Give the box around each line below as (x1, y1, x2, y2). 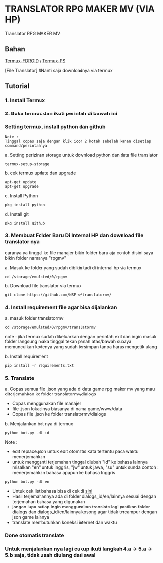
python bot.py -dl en (5, 479, 50, 484)
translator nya (5, 238, 40, 245)
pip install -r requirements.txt (5, 363, 74, 368)
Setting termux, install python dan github (5, 123, 106, 130)
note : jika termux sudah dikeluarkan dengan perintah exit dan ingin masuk (5, 333, 157, 339)
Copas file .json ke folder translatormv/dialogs (12, 411, 106, 417)
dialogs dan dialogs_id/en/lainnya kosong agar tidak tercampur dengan (12, 509, 157, 515)
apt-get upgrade (5, 184, 39, 189)
